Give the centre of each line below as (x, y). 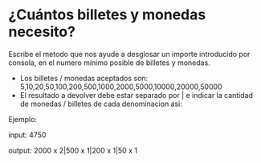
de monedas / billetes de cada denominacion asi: (101, 104)
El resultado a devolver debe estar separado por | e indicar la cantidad (137, 95)
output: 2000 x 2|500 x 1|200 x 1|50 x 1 (73, 150)
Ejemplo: (23, 119)
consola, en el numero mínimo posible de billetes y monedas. (109, 63)
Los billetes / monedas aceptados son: (84, 78)
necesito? (42, 32)
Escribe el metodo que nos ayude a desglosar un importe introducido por (129, 54)
